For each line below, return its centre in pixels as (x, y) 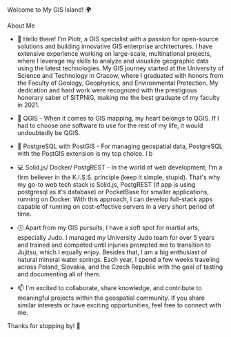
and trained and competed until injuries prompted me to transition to (114, 245)
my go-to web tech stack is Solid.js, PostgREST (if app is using (106, 184)
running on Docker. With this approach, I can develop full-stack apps (115, 199)
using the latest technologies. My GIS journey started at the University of (120, 68)
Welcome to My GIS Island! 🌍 (49, 10)
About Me (21, 25)
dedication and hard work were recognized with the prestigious (107, 90)
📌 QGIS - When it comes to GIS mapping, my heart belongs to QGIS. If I (118, 118)
